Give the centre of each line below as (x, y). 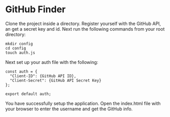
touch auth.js (20, 53)
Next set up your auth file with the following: (52, 62)
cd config (16, 48)
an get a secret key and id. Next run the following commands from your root (85, 29)
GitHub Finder (35, 9)
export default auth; (28, 94)
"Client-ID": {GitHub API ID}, (43, 76)
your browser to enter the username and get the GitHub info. (69, 109)
